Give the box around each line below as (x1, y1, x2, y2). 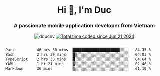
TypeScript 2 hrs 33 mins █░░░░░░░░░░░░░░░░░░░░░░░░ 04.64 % (5, 57, 151, 62)
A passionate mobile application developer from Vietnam (13, 22, 155, 29)
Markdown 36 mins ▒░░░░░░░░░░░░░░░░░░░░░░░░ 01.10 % (5, 66, 151, 71)
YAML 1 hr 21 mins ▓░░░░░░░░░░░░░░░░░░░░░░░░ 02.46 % (5, 62, 151, 67)
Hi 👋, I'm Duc (57, 4, 112, 16)
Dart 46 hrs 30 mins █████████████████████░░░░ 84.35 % (5, 47, 151, 53)
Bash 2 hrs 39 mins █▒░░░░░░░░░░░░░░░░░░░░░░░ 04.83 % (5, 52, 151, 57)
